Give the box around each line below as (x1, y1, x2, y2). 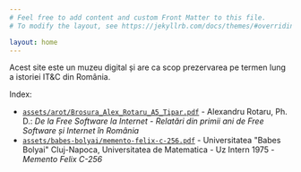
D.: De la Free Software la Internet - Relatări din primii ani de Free (21, 116, 264, 126)
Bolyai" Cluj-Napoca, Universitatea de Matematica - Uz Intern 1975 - (21, 144, 275, 155)
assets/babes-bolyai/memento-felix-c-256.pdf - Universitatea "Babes (21, 135, 281, 146)
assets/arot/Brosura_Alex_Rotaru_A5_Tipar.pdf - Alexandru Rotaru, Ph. (21, 107, 288, 117)
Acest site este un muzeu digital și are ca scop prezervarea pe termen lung (9, 62, 287, 73)
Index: (9, 89, 33, 99)
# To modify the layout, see (9, 21, 118, 30)
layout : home (9, 38, 58, 47)
